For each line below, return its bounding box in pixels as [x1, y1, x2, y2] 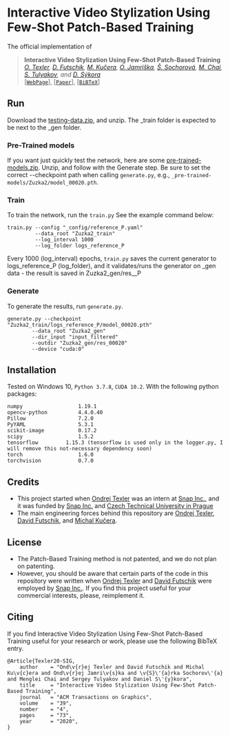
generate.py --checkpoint [7, 315, 81, 322]
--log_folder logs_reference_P [34, 243, 125, 250]
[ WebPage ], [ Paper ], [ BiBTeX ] [23, 77, 101, 85]
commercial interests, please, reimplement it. [17, 592, 145, 600]
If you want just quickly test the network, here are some [7, 157, 165, 165]
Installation [7, 364, 56, 376]
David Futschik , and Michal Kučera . [17, 516, 118, 525]
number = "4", [19, 705, 70, 713]
